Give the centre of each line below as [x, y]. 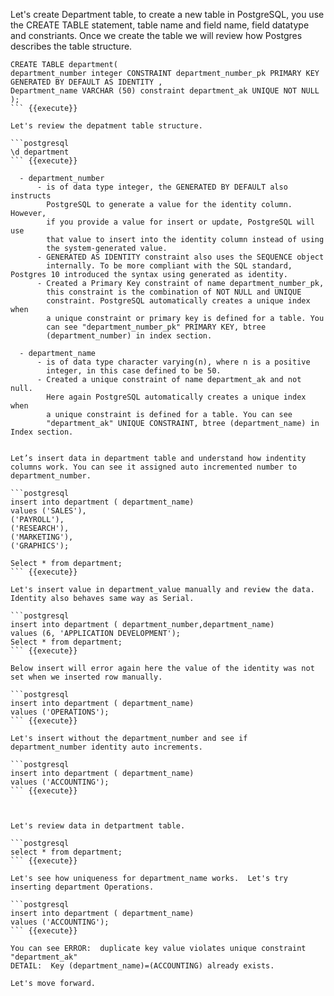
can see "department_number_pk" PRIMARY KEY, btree [156, 327]
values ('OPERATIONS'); [60, 712]
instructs [31, 196]
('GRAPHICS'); [40, 546]
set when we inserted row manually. [86, 677]
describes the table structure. [71, 46]
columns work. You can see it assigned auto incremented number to [154, 467]
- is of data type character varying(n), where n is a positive [173, 362]
